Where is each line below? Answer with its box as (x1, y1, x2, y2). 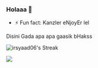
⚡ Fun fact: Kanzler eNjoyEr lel (14, 19, 90, 26)
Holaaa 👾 (6, 5, 33, 14)
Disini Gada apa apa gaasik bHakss (6, 33, 93, 40)
